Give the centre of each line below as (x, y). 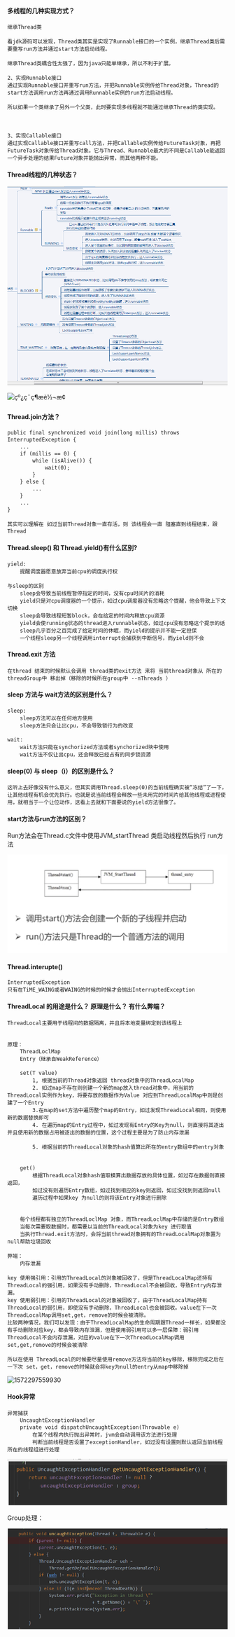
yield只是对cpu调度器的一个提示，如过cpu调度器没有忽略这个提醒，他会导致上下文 (123, 601)
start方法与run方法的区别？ (47, 818)
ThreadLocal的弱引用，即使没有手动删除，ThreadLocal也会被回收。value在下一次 (112, 1308)
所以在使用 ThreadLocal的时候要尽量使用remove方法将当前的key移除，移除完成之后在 (116, 1359)
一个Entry (30, 1103)
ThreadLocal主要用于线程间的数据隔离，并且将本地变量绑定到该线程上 (95, 1023)
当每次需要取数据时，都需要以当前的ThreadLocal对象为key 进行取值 (106, 1226)
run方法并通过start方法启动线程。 (66, 49)
